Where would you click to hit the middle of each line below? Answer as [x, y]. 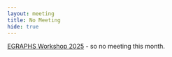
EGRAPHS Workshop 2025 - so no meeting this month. [86, 47]
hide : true [23, 26]
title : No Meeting [34, 20]
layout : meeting [31, 14]
